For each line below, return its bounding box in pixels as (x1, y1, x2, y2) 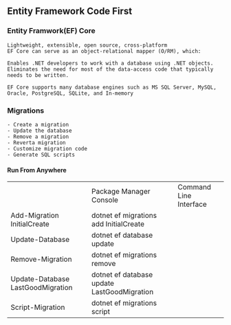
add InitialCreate (91, 219, 144, 229)
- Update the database (7, 127, 72, 134)
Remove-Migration (10, 254, 72, 264)
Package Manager (91, 187, 151, 197)
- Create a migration (7, 121, 69, 128)
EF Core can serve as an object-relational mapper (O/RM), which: (7, 47, 201, 54)
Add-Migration (10, 211, 60, 221)
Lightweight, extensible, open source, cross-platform (7, 41, 168, 49)
